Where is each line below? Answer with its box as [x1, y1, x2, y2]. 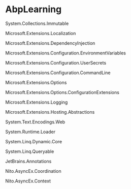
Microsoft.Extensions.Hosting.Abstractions [5, 109, 95, 115]
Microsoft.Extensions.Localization [5, 30, 76, 36]
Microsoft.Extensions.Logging [5, 99, 68, 105]
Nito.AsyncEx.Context [5, 178, 51, 184]
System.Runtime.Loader [5, 129, 56, 135]
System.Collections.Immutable [5, 20, 69, 26]
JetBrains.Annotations [5, 158, 52, 164]
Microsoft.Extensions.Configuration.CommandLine [5, 70, 111, 76]
